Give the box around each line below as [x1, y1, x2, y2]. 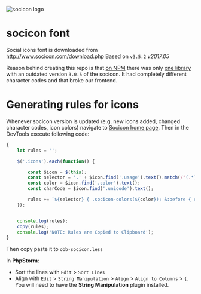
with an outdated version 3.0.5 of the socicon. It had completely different [6, 71, 187, 78]
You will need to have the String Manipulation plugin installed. [14, 281, 169, 289]
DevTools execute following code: [6, 130, 90, 137]
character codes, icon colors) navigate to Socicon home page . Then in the [6, 124, 190, 131]
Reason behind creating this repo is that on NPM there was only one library [6, 64, 191, 71]
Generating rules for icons [6, 98, 139, 112]
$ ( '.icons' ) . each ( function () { [17, 158, 95, 164]
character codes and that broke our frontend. [6, 76, 118, 84]
